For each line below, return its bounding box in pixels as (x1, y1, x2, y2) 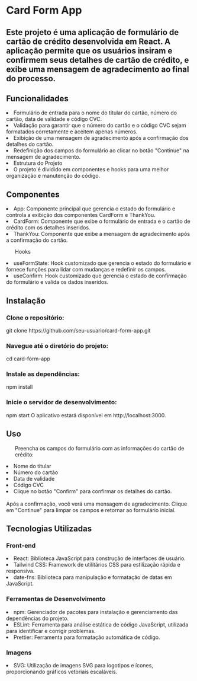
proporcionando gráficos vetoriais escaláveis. (6, 668, 118, 675)
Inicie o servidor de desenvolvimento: (6, 398, 117, 407)
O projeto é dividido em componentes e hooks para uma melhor (14, 166, 169, 173)
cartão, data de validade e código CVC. (6, 116, 102, 123)
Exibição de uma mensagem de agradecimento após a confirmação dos (14, 135, 189, 142)
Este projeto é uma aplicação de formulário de (6, 27, 179, 37)
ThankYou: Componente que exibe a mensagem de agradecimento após (14, 231, 190, 238)
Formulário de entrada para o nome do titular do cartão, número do (14, 109, 177, 116)
